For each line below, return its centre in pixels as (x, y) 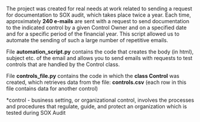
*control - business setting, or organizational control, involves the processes (100, 100)
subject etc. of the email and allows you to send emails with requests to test (99, 58)
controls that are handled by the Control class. (63, 64)
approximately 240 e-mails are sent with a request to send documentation (98, 21)
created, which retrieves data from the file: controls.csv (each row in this (96, 82)
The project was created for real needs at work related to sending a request (99, 9)
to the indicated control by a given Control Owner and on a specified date (96, 27)
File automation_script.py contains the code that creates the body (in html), (100, 52)
